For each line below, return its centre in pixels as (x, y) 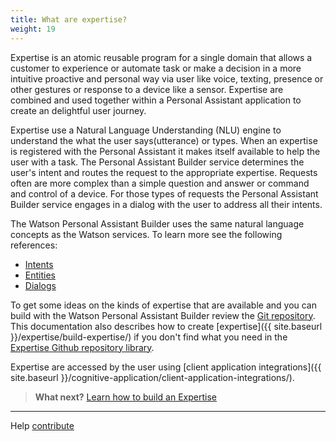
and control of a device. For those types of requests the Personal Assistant (164, 193)
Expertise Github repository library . (82, 347)
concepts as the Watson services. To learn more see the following (146, 234)
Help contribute (42, 425)
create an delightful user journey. (78, 110)
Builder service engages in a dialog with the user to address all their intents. (166, 204)
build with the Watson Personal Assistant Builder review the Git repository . (163, 315)
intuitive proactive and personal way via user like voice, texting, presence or (167, 78)
